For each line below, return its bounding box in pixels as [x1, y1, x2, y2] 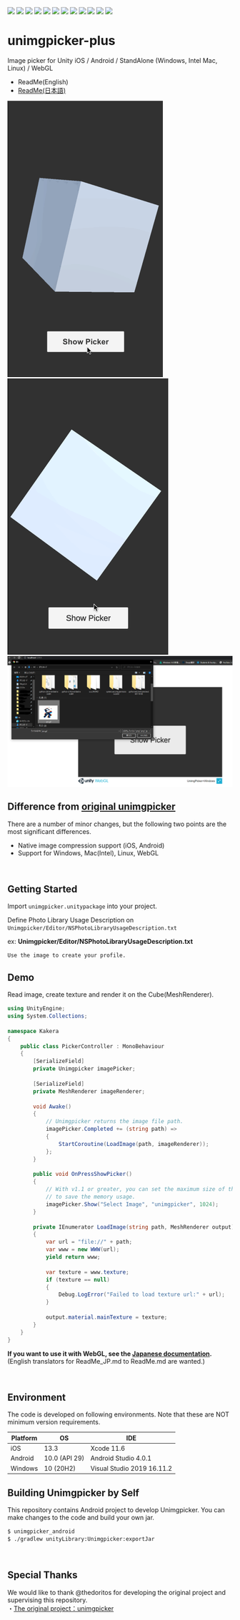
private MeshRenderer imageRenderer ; [33, 1087, 145, 1095]
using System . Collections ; [7, 1012, 88, 1020]
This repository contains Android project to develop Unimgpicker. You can [7, 1505, 225, 1514]
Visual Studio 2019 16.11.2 [90, 1464, 173, 1472]
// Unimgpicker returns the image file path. [45, 1118, 184, 1125]
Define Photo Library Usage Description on [7, 916, 134, 925]
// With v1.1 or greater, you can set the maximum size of [45, 1186, 225, 1193]
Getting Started [7, 882, 78, 895]
